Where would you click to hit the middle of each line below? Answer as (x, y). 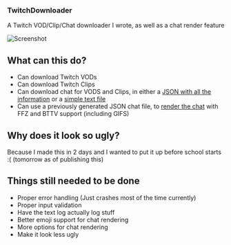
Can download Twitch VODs (57, 77)
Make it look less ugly (48, 234)
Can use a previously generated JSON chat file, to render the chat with (118, 106)
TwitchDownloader (40, 10)
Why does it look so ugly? (63, 136)
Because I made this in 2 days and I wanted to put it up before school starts (114, 152)
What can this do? (47, 60)
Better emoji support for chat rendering (73, 219)
